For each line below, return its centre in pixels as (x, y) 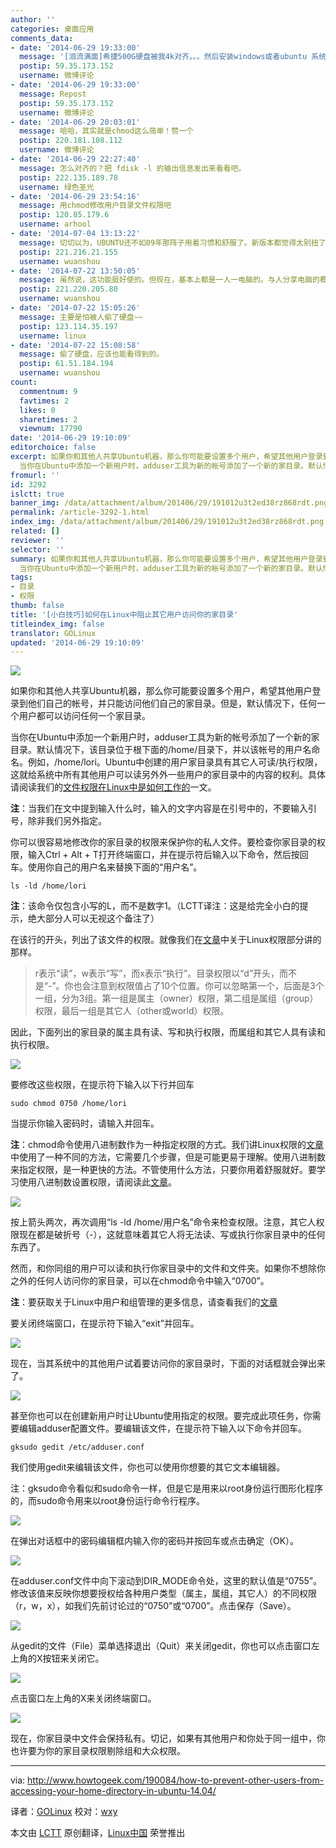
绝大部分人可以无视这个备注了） (93, 918)
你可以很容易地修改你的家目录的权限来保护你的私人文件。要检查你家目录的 (163, 842)
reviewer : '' (37, 540)
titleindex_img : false (57, 624)
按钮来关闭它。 (73, 1658)
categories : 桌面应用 (52, 29)
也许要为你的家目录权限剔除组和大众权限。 (98, 1751)
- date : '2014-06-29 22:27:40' (75, 159)
